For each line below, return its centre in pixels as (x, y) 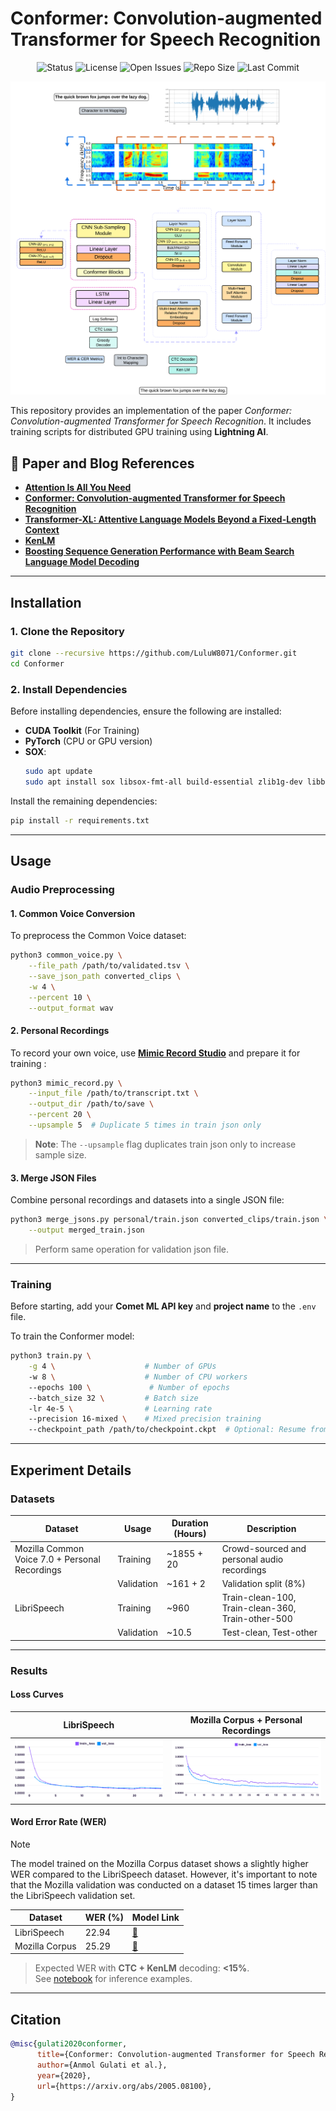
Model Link (155, 1918)
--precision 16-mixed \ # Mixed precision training (145, 1419)
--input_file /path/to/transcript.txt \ (113, 1093)
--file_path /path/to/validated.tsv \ (109, 966)
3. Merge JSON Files (53, 1178)
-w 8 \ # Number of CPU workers (138, 1377)
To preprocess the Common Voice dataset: (98, 936)
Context (42, 530)
